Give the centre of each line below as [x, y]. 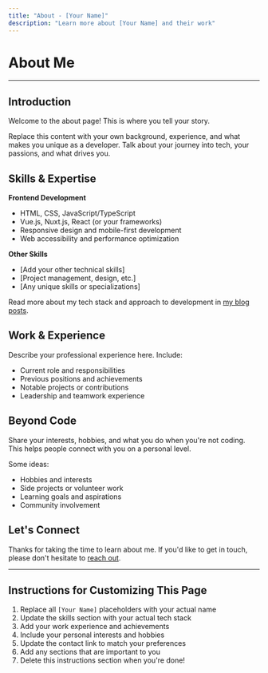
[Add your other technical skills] [72, 270]
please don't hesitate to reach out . [65, 558]
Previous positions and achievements [81, 378]
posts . [19, 311]
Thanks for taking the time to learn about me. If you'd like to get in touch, [128, 549]
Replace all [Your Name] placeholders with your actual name [118, 610]
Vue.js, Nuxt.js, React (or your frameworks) [91, 222]
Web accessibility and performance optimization [99, 239]
